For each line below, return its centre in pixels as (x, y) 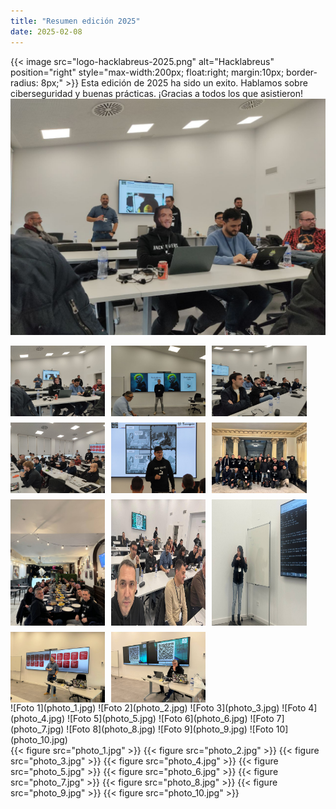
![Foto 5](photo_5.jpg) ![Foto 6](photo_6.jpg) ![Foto (170, 719)
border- (302, 72)
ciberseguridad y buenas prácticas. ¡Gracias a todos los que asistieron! (156, 93)
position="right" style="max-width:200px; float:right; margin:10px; (147, 72)
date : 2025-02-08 (46, 31)
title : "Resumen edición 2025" (75, 21)
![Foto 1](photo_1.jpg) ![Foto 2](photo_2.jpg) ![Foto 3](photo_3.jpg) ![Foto (158, 708)
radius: (24, 82)
